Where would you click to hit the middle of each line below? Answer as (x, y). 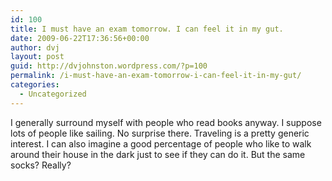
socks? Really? (41, 165)
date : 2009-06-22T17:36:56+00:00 (80, 38)
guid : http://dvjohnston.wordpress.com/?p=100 (109, 66)
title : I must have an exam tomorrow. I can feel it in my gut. (147, 29)
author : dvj (35, 47)
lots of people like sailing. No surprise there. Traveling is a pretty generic (160, 133)
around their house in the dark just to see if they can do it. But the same (158, 154)
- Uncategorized (53, 94)
